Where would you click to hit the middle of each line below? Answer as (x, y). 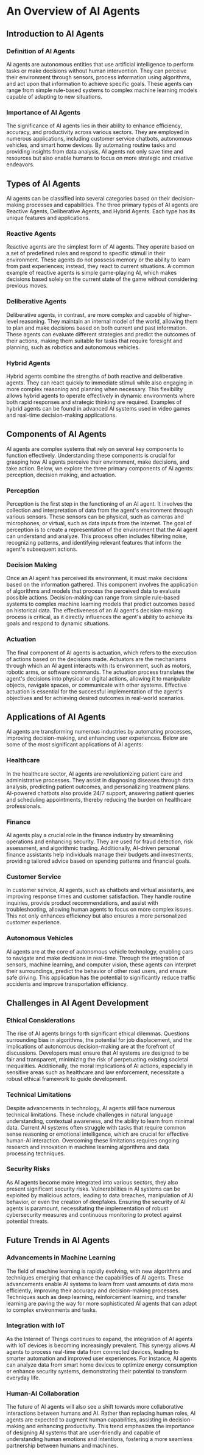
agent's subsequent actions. (42, 549)
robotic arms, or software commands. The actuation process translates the (100, 672)
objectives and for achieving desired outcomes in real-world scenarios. (96, 698)
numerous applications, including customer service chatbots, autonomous (99, 139)
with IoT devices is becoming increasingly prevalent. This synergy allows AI (101, 1345)
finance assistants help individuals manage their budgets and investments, (100, 854)
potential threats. (27, 1221)
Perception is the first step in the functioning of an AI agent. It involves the (100, 503)
